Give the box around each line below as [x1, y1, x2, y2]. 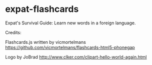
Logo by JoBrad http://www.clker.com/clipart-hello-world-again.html [5, 54, 147, 60]
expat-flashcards [5, 3, 79, 15]
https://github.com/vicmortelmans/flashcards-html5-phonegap [5, 44, 135, 50]
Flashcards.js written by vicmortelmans [5, 39, 86, 45]
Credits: [5, 29, 21, 35]
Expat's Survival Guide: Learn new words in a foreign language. [5, 20, 136, 26]
